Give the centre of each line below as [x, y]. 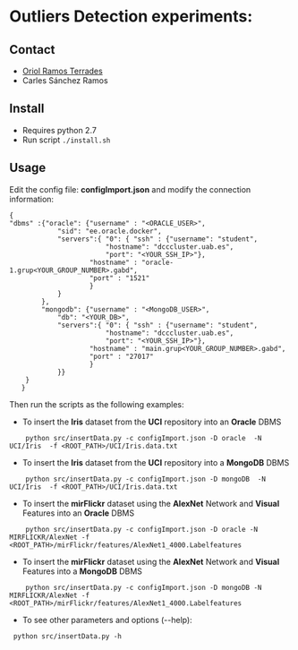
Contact [32, 50]
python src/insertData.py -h [68, 636]
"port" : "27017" [121, 356]
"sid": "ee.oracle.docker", [110, 231]
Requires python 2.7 [59, 130]
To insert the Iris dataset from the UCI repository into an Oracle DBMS [152, 422]
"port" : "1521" [119, 278]
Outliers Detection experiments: [131, 17]
